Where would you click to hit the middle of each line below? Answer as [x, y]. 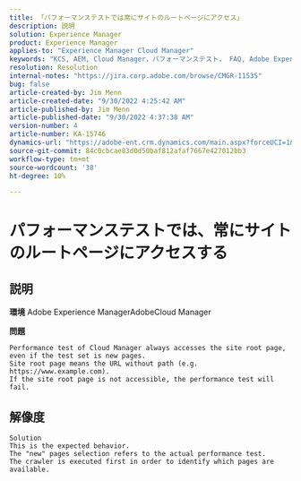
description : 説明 [42, 26]
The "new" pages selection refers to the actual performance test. [138, 454]
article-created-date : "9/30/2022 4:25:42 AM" [98, 101]
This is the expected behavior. [69, 446]
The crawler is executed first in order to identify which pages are [142, 462]
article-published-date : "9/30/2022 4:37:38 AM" [102, 117]
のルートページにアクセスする [119, 253]
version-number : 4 [43, 126]
